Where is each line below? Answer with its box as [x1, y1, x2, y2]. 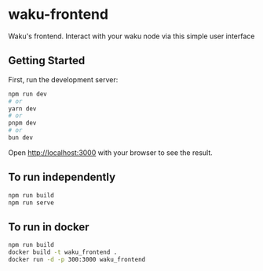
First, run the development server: [8, 74, 119, 84]
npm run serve [8, 198, 55, 207]
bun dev [8, 134, 34, 142]
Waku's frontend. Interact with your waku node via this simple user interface [8, 31, 255, 41]
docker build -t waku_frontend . [8, 248, 118, 256]
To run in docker [8, 220, 89, 233]
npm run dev [8, 90, 47, 98]
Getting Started [8, 54, 86, 67]
